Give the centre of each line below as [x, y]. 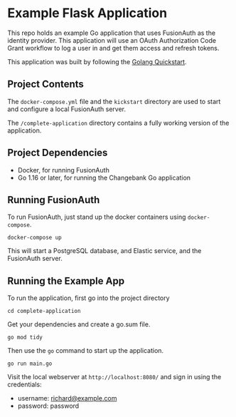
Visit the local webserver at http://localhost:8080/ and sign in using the [114, 377]
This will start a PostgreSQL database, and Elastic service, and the [104, 251]
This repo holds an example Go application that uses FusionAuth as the [111, 33]
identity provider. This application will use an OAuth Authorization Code [112, 40]
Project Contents [45, 84]
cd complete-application [44, 312]
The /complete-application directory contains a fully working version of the [118, 123]
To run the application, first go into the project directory [88, 298]
